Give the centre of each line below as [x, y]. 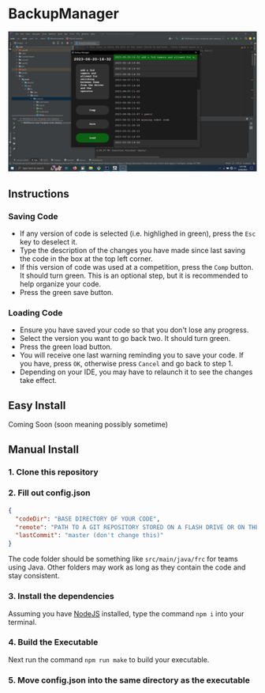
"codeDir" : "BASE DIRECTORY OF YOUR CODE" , [88, 519]
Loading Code [35, 313]
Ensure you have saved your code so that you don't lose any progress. [134, 330]
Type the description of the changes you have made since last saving [132, 251]
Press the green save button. [67, 293]
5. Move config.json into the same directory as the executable [129, 680]
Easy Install [37, 405]
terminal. [22, 622]
